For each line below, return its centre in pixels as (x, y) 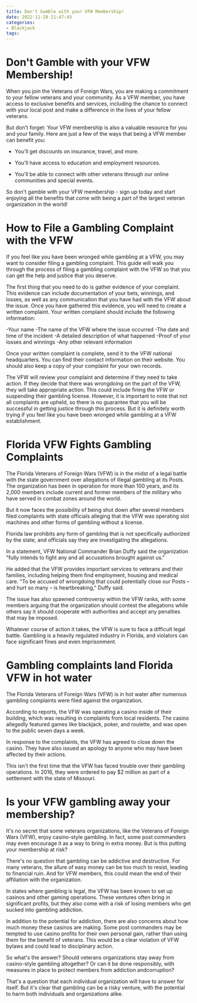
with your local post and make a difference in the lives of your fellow (89, 110)
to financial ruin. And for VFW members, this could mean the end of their (94, 873)
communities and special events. (54, 180)
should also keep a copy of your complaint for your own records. (84, 366)
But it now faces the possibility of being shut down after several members (95, 509)
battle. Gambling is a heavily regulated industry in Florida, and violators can (97, 635)
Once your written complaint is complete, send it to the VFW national (89, 353)
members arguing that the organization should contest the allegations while (97, 605)
